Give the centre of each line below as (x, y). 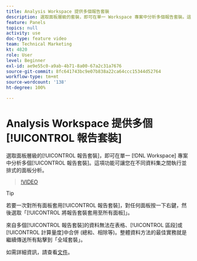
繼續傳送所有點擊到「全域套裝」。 (46, 239)
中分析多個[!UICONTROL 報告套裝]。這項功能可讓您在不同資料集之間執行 (94, 163)
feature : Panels (26, 22)
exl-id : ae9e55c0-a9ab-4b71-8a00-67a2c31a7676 (64, 66)
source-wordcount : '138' (36, 83)
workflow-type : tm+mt (33, 77)
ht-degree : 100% (26, 88)
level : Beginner (26, 60)
